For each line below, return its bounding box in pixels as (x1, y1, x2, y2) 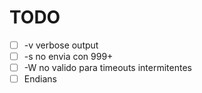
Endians (23, 73, 57, 85)
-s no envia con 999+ (23, 51, 114, 62)
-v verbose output (23, 39, 99, 51)
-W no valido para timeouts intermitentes (23, 62, 192, 74)
